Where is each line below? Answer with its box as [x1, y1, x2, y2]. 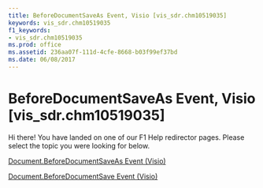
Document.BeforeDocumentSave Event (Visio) [8, 171, 158, 181]
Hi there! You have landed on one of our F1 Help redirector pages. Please [8, 132, 245, 142]
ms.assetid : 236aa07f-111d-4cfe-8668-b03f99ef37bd [8, 48, 178, 56]
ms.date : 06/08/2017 [8, 56, 76, 64]
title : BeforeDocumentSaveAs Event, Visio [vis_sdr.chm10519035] [8, 11, 227, 20]
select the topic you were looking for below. [8, 141, 150, 150]
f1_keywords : [8, 26, 51, 34]
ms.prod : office [8, 41, 61, 49]
